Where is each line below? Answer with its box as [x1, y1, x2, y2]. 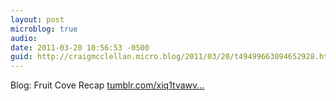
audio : [10, 33, 38, 43]
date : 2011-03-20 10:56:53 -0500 [10, 42, 150, 53]
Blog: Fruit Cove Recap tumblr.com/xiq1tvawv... [10, 79, 205, 91]
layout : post [10, 14, 65, 25]
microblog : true [10, 24, 78, 34]
